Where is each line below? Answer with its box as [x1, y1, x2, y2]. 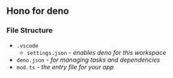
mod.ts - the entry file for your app [16, 62, 114, 71]
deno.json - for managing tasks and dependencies [16, 56, 161, 64]
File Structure [6, 26, 53, 35]
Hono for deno [6, 5, 69, 17]
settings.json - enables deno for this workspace [26, 48, 166, 56]
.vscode [16, 42, 38, 50]
